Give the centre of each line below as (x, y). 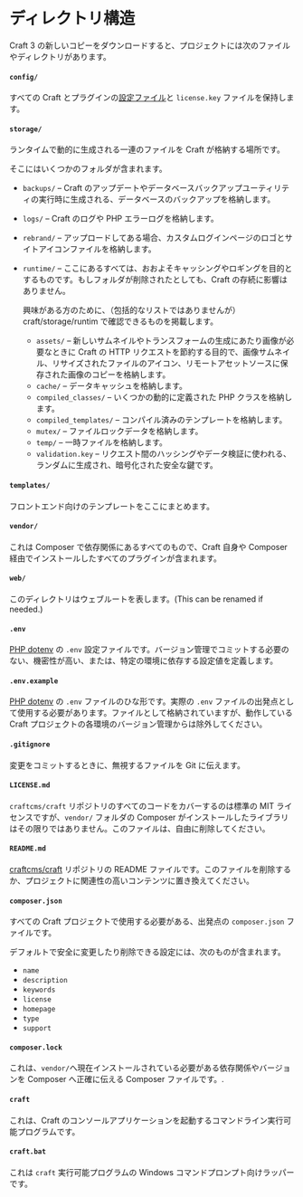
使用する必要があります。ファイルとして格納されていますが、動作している (155, 713)
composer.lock (36, 1047)
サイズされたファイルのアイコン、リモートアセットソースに (170, 364)
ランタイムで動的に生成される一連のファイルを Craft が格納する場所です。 (147, 149)
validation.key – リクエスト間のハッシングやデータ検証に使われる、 (164, 454)
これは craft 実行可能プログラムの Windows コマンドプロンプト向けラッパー (152, 1172)
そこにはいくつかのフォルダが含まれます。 (88, 169)
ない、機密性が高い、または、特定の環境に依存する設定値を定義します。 (144, 660)
